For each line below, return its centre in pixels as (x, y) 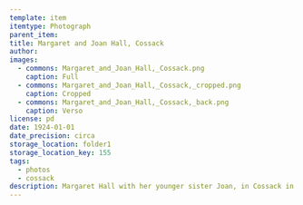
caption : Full (52, 77)
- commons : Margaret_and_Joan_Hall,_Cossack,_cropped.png (130, 85)
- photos (34, 170)
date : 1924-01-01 (42, 128)
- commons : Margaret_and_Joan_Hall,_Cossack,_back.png (123, 102)
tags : (20, 161)
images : (24, 60)
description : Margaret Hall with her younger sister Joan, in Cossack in (152, 187)
